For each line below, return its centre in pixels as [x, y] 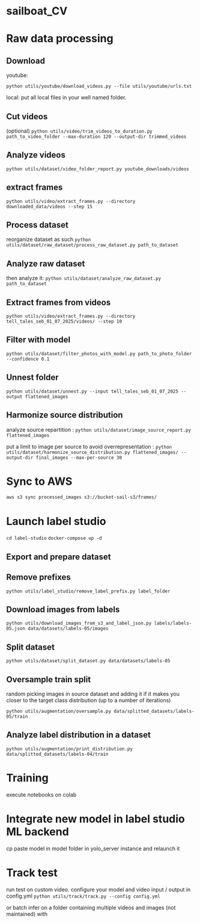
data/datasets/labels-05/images [68, 629]
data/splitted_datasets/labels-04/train [58, 754]
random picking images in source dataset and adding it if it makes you [93, 694]
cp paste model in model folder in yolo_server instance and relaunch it [93, 848]
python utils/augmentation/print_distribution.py [70, 749]
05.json [16, 629]
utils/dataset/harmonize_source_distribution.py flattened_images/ [92, 452]
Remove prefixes [38, 577]
